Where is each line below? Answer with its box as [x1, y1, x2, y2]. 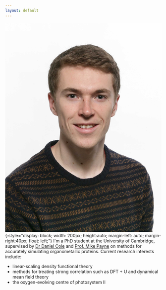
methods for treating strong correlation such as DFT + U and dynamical [12, 269, 159, 275]
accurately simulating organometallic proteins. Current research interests [5, 248, 155, 254]
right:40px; [5, 238, 28, 244]
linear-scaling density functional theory [12, 263, 93, 269]
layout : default [5, 8, 39, 13]
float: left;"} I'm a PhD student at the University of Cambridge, [29, 238, 155, 244]
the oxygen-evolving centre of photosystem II [12, 279, 106, 285]
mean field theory [12, 274, 49, 280]
